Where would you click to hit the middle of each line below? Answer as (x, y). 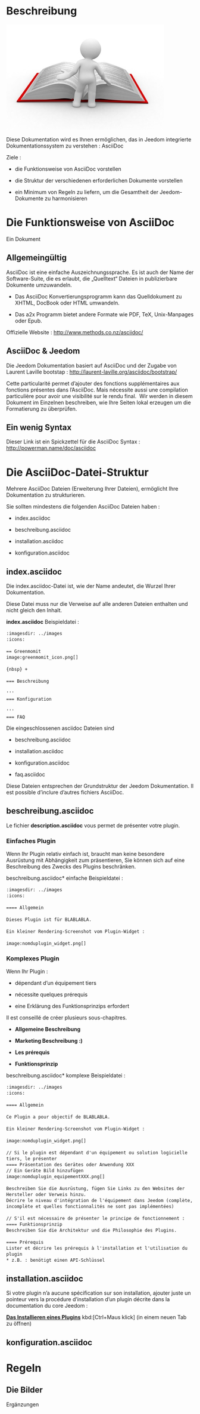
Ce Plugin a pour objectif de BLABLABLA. (58, 1117)
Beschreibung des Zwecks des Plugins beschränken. (71, 867)
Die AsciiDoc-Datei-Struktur (77, 472)
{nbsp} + (17, 670)
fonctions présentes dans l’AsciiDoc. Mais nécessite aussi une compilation (97, 390)
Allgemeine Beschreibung (48, 1029)
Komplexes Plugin (33, 959)
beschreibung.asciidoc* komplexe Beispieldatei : (66, 1076)
